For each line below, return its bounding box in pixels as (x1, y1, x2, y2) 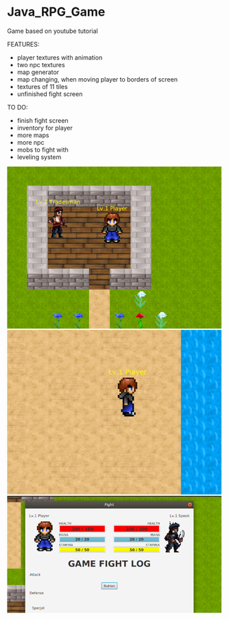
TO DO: (7, 103, 29, 111)
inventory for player (16, 123, 73, 132)
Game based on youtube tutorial (7, 27, 98, 35)
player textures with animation (16, 53, 103, 62)
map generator (16, 68, 60, 76)
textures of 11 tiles (16, 82, 69, 91)
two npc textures (16, 60, 65, 69)
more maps (16, 131, 49, 139)
